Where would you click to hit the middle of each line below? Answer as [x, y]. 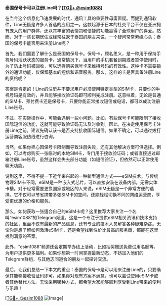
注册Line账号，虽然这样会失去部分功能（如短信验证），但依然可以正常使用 [84, 159]
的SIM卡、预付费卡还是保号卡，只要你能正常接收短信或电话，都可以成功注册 [83, 101]
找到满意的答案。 [22, 236]
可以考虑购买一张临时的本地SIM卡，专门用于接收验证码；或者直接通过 [85, 153]
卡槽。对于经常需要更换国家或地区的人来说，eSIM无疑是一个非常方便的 [77, 188]
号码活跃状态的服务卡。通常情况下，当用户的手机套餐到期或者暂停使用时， [85, 60]
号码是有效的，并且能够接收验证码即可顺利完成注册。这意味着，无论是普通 [85, 95]
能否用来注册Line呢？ [48, 43]
